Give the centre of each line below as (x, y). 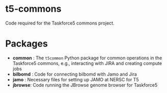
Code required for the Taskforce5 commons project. (60, 23)
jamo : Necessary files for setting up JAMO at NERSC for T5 (76, 79)
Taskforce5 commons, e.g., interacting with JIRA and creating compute (87, 63)
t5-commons (33, 9)
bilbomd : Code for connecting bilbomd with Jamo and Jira (75, 74)
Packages (27, 44)
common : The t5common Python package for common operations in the (87, 58)
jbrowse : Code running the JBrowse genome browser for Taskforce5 (85, 85)
